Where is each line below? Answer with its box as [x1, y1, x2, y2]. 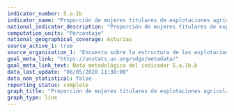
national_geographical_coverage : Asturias [7, 36, 132, 43]
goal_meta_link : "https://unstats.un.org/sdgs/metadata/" [7, 56, 179, 63]
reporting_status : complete [7, 81, 89, 88]
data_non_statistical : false [7, 74, 92, 82]
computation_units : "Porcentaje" [7, 29, 104, 37]
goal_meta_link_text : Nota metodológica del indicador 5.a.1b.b [7, 62, 198, 69]
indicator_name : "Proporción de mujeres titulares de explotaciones [7, 17, 210, 24]
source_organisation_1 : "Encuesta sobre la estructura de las [7, 49, 192, 56]
